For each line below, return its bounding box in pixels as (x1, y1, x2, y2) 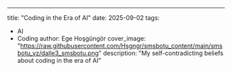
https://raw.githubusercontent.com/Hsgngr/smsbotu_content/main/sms (20, 42, 223, 50)
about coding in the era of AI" (17, 57, 101, 64)
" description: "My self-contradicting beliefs (98, 49, 224, 57)
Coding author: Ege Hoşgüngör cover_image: (17, 34, 146, 42)
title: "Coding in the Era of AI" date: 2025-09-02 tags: (7, 14, 160, 21)
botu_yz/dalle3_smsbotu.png (17, 49, 99, 57)
